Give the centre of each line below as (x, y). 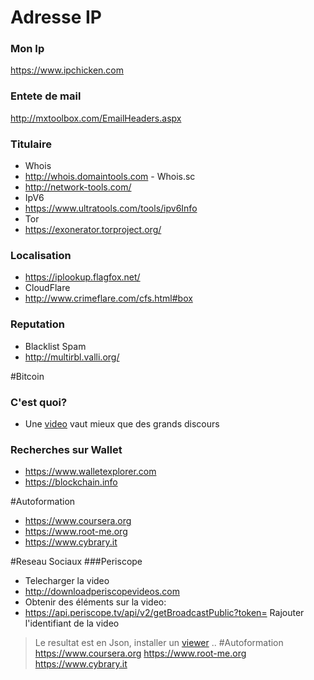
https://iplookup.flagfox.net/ (82, 277)
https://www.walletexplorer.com (90, 472)
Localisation (41, 255)
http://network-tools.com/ (78, 187)
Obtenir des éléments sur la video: (95, 602)
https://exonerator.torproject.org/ (93, 230)
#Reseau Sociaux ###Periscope (76, 562)
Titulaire (31, 144)
